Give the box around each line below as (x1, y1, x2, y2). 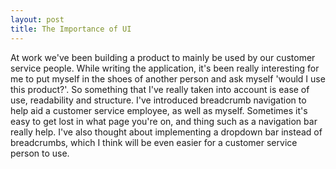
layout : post (10, 14, 65, 25)
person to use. (10, 147, 70, 159)
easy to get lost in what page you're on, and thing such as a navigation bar (10, 115, 318, 127)
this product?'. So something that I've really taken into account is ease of (10, 83, 310, 95)
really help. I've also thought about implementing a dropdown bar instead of (10, 126, 323, 138)
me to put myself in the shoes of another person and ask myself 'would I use (10, 72, 326, 85)
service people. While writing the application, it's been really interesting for (10, 62, 320, 74)
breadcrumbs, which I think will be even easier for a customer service (10, 136, 298, 148)
